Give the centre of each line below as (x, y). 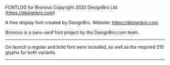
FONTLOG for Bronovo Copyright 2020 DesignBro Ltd (61, 7)
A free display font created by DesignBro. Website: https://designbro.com (82, 23)
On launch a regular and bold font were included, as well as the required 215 (84, 47)
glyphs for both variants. (31, 52)
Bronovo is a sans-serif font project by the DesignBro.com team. (72, 32)
